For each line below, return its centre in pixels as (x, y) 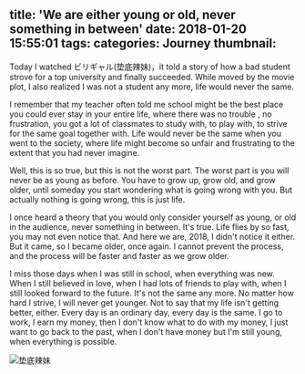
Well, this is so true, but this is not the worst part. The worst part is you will (149, 170)
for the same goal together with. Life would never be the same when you (146, 133)
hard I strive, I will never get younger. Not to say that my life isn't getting (144, 302)
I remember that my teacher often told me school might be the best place (147, 104)
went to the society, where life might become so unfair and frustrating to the (152, 143)
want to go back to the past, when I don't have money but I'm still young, (146, 331)
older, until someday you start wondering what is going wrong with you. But (151, 190)
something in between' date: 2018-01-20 (128, 30)
